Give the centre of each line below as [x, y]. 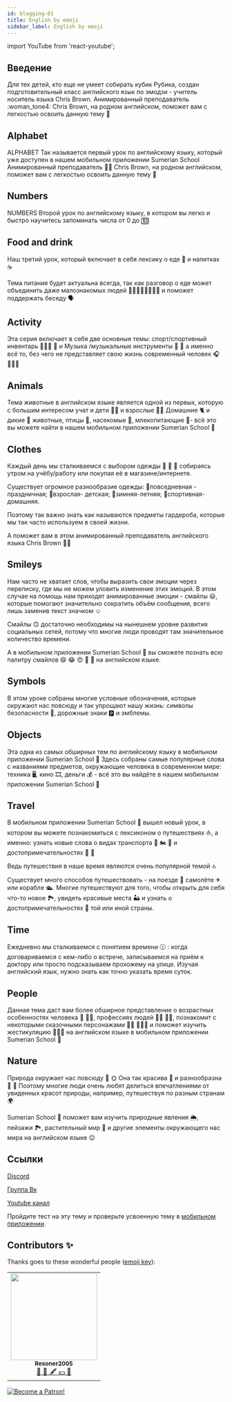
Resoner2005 [54, 1364]
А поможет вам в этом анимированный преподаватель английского [108, 536]
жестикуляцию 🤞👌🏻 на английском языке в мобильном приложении [108, 1032]
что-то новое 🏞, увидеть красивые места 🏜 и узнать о [90, 898]
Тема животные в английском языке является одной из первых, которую [115, 403]
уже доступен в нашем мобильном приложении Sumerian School [104, 160]
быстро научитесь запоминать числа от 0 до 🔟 [78, 220]
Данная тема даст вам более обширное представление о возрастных [110, 1010]
